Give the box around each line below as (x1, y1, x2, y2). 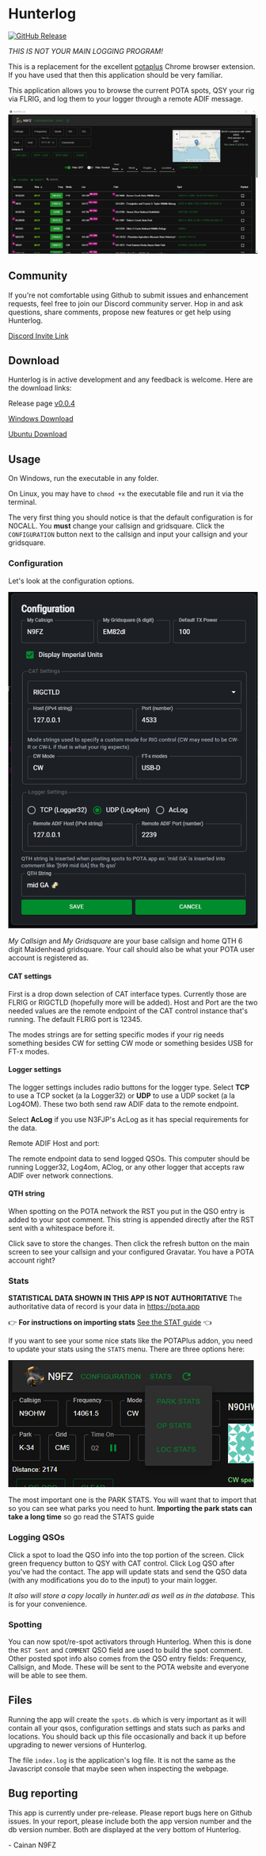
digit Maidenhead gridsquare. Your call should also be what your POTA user (8, 945, 255, 955)
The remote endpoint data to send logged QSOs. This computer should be (8, 1154, 250, 1163)
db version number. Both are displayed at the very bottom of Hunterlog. (8, 1824, 241, 1834)
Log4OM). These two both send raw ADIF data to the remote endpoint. (8, 1099, 239, 1109)
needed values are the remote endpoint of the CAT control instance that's (8, 1005, 248, 1016)
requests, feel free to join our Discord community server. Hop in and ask (8, 298, 244, 308)
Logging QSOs (8, 1532, 65, 1543)
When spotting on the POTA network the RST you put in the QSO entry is (8, 1207, 245, 1216)
